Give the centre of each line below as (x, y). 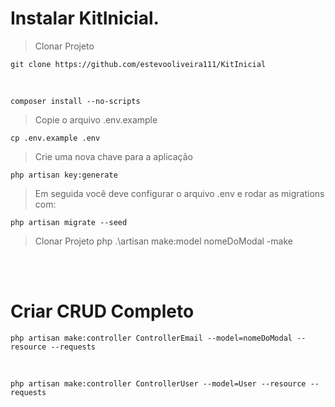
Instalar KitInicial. (85, 18)
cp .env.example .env (55, 138)
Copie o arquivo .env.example (96, 119)
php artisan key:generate (64, 175)
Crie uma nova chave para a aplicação (113, 156)
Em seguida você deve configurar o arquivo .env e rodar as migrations (179, 193)
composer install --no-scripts (75, 101)
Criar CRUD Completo (102, 311)
